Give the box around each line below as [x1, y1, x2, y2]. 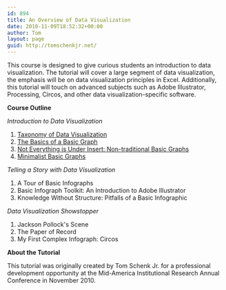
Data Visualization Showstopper [7, 207, 99, 215]
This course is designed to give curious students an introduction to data [7, 61, 212, 69]
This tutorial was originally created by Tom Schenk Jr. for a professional [7, 262, 212, 269]
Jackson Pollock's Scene [17, 220, 89, 228]
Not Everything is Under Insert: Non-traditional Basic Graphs [17, 145, 189, 153]
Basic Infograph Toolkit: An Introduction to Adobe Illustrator [17, 187, 186, 194]
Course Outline [7, 104, 52, 112]
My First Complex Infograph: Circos [17, 235, 119, 243]
